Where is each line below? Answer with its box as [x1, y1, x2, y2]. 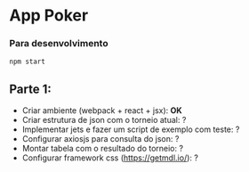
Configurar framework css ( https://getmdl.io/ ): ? [21, 152, 198, 163]
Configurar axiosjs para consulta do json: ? [21, 134, 180, 144]
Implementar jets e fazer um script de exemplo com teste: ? [21, 124, 240, 135]
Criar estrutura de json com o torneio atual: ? [21, 115, 187, 126]
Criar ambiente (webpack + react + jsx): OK [21, 105, 182, 116]
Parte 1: [9, 81, 52, 96]
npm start [9, 57, 46, 67]
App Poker [9, 5, 89, 26]
